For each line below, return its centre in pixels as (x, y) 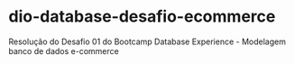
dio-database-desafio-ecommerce (142, 17)
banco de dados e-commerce (64, 50)
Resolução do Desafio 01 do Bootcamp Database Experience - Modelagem (147, 41)
